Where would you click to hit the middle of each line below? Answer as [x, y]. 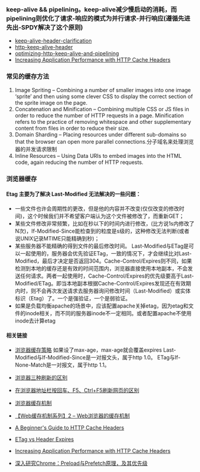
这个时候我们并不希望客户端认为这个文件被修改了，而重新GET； [106, 216]
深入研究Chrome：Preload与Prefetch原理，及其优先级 [81, 463]
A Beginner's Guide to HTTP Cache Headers [69, 427]
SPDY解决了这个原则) [52, 27]
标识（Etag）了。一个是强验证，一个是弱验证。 [73, 298]
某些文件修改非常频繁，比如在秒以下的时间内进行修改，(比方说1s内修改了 [104, 223]
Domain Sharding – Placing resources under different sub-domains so [101, 134]
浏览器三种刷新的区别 [41, 377]
